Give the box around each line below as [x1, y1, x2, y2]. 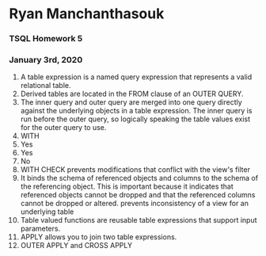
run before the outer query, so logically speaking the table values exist [20, 114, 251, 124]
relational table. [20, 81, 71, 90]
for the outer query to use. [20, 123, 107, 132]
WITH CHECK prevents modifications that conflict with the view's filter [20, 165, 250, 174]
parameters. [20, 224, 61, 234]
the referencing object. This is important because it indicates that [20, 181, 234, 191]
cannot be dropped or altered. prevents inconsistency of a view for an [20, 199, 249, 208]
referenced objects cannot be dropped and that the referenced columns [20, 190, 256, 200]
